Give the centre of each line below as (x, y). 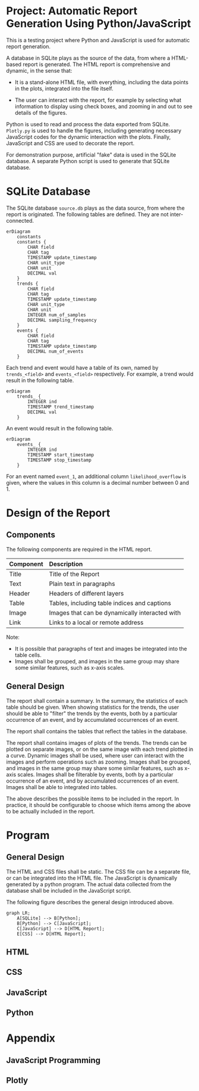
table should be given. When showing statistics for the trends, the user (93, 707)
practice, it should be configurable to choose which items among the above (99, 805)
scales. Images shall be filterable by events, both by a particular (95, 774)
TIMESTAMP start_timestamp (61, 455)
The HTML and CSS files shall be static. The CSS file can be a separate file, (99, 871)
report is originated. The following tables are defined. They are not (87, 214)
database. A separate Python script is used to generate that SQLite (88, 161)
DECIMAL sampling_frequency (62, 320)
